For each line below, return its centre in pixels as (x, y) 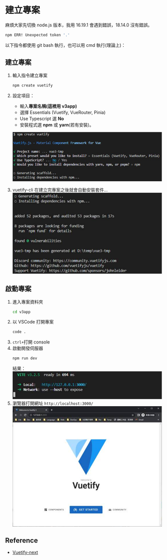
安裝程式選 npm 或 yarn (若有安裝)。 (57, 124)
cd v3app (21, 312)
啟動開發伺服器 (28, 348)
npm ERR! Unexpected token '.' (38, 35)
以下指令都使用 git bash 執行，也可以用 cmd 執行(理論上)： (65, 45)
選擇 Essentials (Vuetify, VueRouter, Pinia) (63, 112)
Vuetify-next (25, 553)
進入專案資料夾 (28, 302)
